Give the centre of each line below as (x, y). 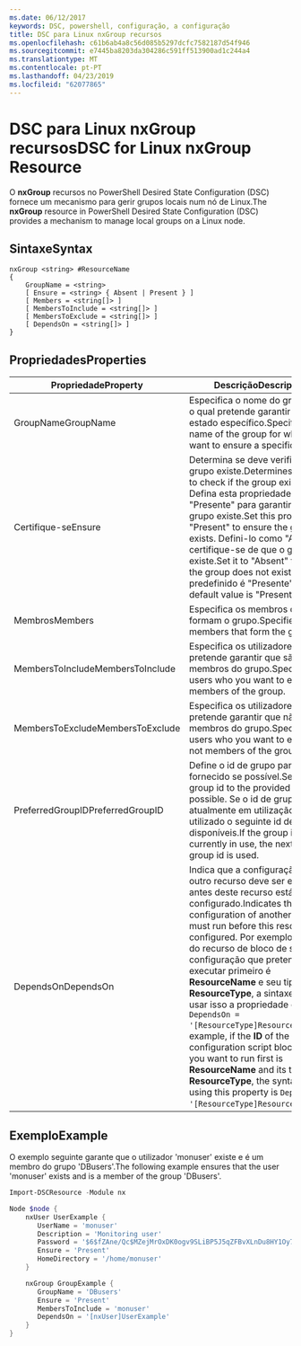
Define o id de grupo (232, 766)
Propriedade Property (97, 385)
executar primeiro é (230, 971)
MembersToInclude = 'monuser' (94, 1308)
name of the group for (235, 434)
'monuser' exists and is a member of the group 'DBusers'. (116, 1176)
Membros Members (54, 621)
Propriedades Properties (78, 360)
